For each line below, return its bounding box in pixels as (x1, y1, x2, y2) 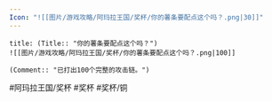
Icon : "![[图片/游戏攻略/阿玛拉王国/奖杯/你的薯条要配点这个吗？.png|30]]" (9, 12, 264, 22)
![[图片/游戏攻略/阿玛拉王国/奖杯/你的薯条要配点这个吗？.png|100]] (9, 48, 236, 58)
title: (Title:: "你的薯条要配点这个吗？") (9, 39, 158, 48)
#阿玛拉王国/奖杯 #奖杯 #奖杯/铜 (9, 82, 128, 93)
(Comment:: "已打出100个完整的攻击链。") (9, 66, 150, 74)
